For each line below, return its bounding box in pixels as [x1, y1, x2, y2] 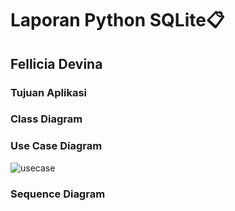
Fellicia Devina [10, 55, 103, 72]
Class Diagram [10, 112, 83, 126]
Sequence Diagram [10, 187, 106, 201]
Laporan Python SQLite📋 [10, 9, 225, 32]
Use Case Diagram [10, 139, 103, 153]
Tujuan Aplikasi [10, 85, 88, 99]
